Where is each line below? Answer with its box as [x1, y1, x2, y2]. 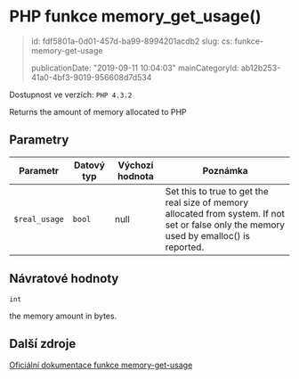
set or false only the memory [165, 218, 286, 231]
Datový [74, 159, 105, 171]
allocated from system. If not [165, 207, 285, 219]
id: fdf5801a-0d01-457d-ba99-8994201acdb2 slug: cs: [30, 36, 233, 46]
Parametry [9, 132, 69, 148]
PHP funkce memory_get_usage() [9, 6, 262, 27]
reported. [165, 241, 205, 253]
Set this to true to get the [165, 185, 269, 197]
